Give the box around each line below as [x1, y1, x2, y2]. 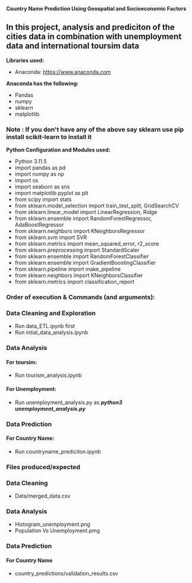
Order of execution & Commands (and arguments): [6, 293, 156, 302]
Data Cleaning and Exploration [6, 309, 96, 317]
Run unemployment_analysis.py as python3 [14, 399, 123, 406]
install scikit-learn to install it [6, 132, 92, 141]
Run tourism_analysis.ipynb [14, 372, 82, 379]
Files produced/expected [6, 463, 80, 471]
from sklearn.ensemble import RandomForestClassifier [14, 253, 149, 260]
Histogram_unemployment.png [14, 521, 90, 528]
